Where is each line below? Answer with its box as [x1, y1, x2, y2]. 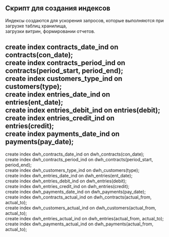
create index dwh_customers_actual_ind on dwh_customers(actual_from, [5, 205, 156, 211]
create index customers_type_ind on [5, 74, 123, 83]
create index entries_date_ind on [5, 90, 110, 99]
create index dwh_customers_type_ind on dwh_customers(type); [5, 167, 140, 173]
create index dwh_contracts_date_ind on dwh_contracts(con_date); [5, 151, 145, 157]
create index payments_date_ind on [5, 130, 120, 138]
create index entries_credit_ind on [5, 114, 115, 123]
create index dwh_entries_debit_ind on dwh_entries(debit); [5, 178, 127, 184]
